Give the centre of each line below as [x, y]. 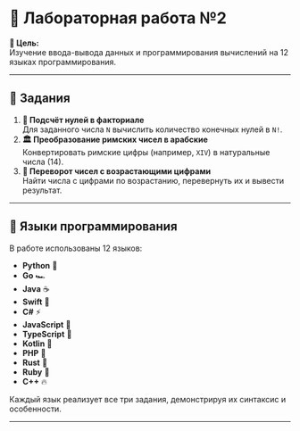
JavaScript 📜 [46, 324]
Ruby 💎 [36, 372]
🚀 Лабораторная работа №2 [118, 18]
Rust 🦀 [34, 362]
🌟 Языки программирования [93, 227]
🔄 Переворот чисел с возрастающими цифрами [117, 171]
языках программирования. [62, 62]
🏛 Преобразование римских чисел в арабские [115, 139]
